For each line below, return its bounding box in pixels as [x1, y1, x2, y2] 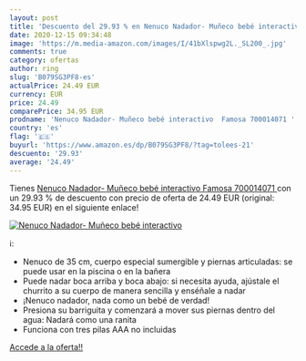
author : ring [9, 65, 59, 74]
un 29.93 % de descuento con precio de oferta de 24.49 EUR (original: [9, 192, 275, 203]
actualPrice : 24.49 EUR [9, 81, 100, 90]
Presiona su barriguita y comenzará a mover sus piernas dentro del [22, 304, 276, 315]
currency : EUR [9, 89, 64, 98]
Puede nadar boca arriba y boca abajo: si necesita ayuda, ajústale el [22, 275, 280, 286]
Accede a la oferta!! [9, 341, 84, 352]
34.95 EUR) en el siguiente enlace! [9, 201, 139, 212]
